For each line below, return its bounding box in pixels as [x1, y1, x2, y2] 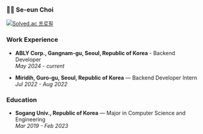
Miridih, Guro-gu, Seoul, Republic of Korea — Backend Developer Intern [15, 74, 198, 81]
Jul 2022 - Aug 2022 [15, 80, 68, 87]
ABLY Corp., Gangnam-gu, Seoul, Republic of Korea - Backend [15, 49, 176, 56]
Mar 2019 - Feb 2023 [15, 122, 68, 129]
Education [6, 95, 38, 104]
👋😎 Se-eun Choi [6, 5, 54, 14]
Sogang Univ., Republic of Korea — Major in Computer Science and [15, 109, 186, 116]
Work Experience [6, 36, 59, 44]
